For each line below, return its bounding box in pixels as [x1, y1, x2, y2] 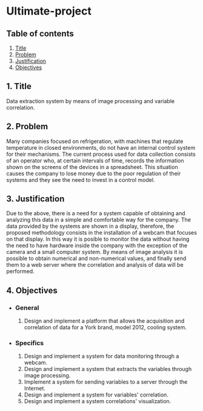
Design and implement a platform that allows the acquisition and [24, 317, 185, 325]
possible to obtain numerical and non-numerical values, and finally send [6, 255, 187, 262]
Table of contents [6, 28, 74, 39]
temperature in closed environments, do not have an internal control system [6, 144, 196, 151]
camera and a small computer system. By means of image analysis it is [6, 249, 183, 256]
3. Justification [6, 194, 65, 204]
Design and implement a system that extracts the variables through [24, 366, 192, 373]
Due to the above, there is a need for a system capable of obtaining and [6, 210, 186, 217]
